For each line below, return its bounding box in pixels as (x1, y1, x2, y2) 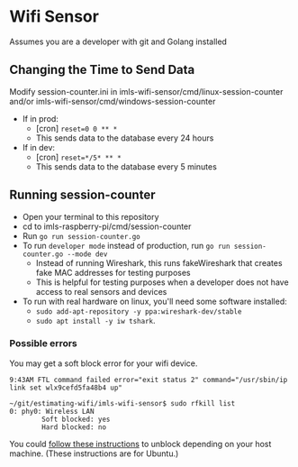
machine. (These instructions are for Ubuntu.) (9, 448, 179, 459)
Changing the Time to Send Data (9, 62, 195, 78)
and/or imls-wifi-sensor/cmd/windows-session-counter (9, 96, 216, 106)
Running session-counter (9, 188, 156, 203)
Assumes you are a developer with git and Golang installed (9, 36, 228, 47)
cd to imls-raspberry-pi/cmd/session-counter (22, 221, 192, 232)
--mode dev (67, 250, 108, 259)
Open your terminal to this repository (22, 211, 159, 222)
